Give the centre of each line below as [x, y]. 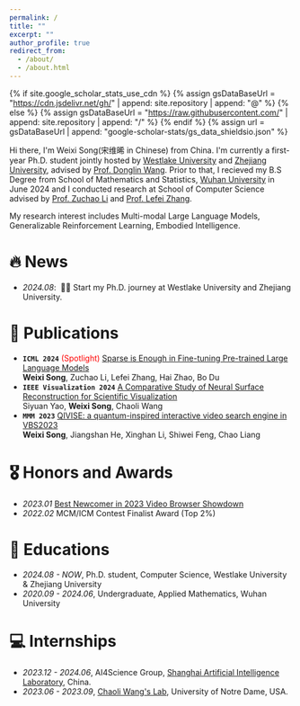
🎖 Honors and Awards [91, 472]
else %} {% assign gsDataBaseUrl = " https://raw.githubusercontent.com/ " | [149, 112]
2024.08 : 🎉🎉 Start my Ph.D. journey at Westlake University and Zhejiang [157, 287]
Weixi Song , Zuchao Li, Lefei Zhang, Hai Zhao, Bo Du [121, 377]
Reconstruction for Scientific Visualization [100, 396]
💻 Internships [63, 641]
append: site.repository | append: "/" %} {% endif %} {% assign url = [137, 121]
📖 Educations [60, 549]
